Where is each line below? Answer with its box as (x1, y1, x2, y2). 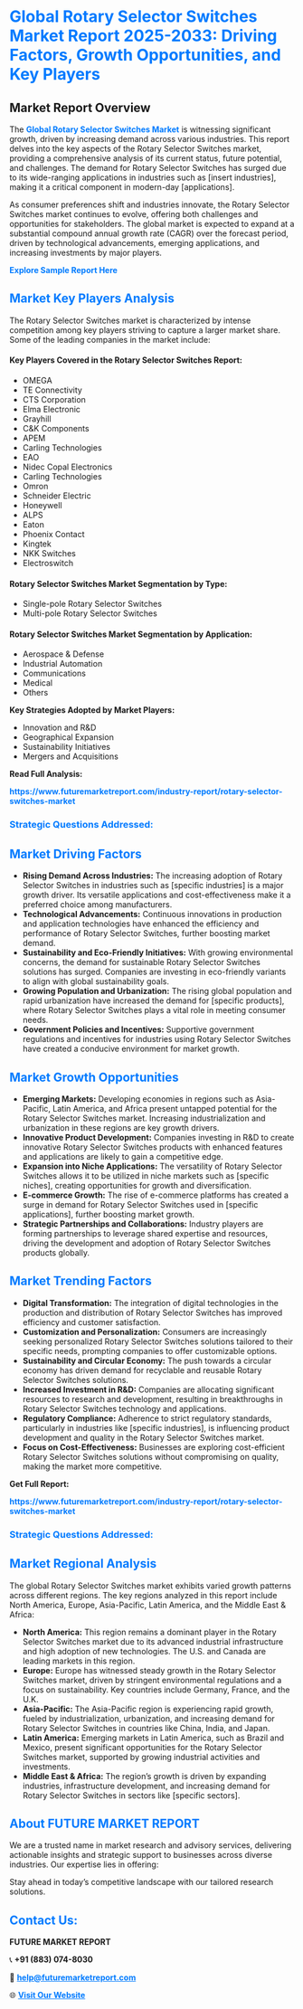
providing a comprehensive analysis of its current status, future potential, (9, 153, 282, 164)
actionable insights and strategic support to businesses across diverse (9, 1850, 273, 1861)
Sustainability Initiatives (22, 742, 111, 753)
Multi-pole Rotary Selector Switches (22, 608, 158, 619)
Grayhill (22, 413, 52, 424)
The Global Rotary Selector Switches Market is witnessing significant (9, 124, 271, 135)
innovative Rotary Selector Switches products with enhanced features (22, 1142, 283, 1152)
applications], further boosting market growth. (22, 1208, 195, 1219)
